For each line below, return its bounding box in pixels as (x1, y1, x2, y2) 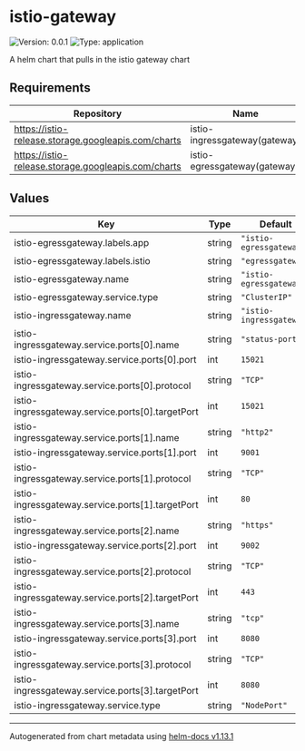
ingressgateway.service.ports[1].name (14, 431, 180, 444)
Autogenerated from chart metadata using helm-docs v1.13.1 (9, 730, 234, 741)
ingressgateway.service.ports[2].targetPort (14, 591, 199, 604)
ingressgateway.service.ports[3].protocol (14, 658, 192, 670)
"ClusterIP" (240, 292, 292, 302)
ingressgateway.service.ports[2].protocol (14, 565, 192, 578)
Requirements (9, 80, 91, 96)
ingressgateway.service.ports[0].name (14, 338, 180, 351)
